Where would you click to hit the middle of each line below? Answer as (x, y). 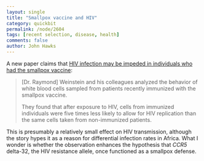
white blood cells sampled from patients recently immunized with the (108, 88)
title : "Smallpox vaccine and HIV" (52, 18)
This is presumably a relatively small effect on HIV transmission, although (99, 132)
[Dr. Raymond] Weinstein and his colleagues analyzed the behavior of (109, 82)
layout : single (26, 12)
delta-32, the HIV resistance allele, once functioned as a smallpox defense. (101, 151)
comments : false (27, 40)
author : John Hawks (31, 47)
